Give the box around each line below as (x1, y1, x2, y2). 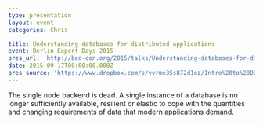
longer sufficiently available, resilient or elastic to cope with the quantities (8, 98, 245, 108)
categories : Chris (8, 26, 68, 34)
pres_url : (8, 55, 41, 62)
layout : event (8, 19, 55, 27)
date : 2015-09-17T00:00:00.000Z (8, 62, 113, 70)
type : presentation (8, 11, 72, 19)
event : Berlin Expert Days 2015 (8, 48, 113, 55)
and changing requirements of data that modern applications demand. (8, 107, 235, 116)
